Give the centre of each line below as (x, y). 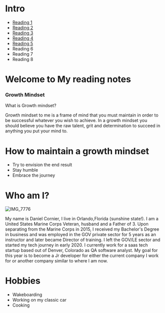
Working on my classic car (39, 300)
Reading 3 (23, 33)
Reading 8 (23, 59)
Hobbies (23, 281)
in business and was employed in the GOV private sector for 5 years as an (81, 235)
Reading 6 (23, 49)
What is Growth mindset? (31, 106)
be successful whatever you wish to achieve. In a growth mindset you (76, 121)
